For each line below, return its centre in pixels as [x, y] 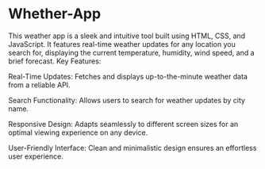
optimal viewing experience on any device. [78, 133]
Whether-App [55, 14]
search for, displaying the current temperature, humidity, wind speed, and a [132, 52]
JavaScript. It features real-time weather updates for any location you [122, 44]
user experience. [36, 156]
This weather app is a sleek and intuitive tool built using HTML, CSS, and [127, 36]
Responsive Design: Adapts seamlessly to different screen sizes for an [123, 124]
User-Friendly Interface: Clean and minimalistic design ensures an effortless [132, 148]
